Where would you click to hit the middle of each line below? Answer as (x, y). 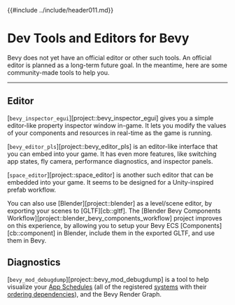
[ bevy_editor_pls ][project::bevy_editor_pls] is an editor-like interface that (113, 146)
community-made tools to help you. (58, 72)
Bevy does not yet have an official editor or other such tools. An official (109, 57)
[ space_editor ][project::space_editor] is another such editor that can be (110, 175)
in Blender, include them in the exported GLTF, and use (136, 233)
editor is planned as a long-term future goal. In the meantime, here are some (117, 65)
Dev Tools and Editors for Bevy (98, 38)
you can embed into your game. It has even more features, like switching (112, 154)
